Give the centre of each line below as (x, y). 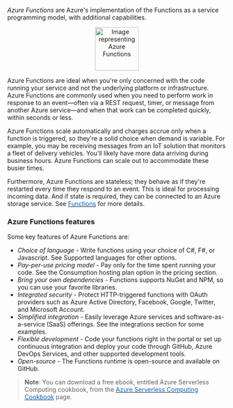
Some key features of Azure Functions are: (69, 237)
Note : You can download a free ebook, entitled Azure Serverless (116, 382)
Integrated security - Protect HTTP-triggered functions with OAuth (112, 295)
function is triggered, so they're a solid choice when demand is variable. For (116, 138)
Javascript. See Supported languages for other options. (97, 258)
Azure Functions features (51, 221)
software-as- (206, 317)
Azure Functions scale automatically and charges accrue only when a (107, 131)
